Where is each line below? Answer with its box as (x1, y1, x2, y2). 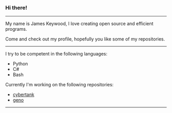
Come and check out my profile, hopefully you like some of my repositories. (5, 36, 165, 42)
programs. (5, 26, 27, 32)
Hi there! (5, 4, 28, 11)
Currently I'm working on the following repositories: (5, 82, 114, 88)
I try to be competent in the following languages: (5, 51, 107, 57)
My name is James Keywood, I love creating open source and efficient (5, 21, 154, 27)
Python (12, 61, 28, 67)
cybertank (12, 91, 35, 98)
